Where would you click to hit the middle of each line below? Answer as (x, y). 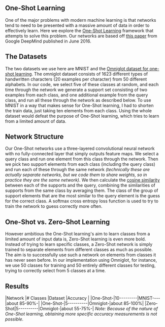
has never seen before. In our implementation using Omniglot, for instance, (81, 260)
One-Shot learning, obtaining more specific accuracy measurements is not (81, 314)
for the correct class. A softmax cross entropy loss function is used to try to (82, 201)
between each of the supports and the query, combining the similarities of (80, 186)
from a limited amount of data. (36, 121)
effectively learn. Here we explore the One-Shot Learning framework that (79, 30)
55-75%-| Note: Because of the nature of (116, 309)
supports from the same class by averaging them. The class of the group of (82, 190)
